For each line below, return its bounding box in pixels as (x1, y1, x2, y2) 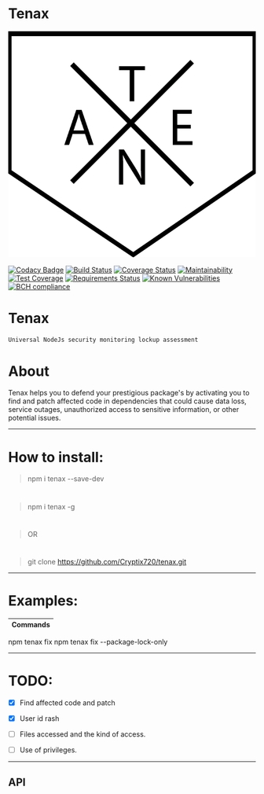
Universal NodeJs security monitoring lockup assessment (8, 336, 199, 344)
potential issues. (8, 414, 61, 423)
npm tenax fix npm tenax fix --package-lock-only (8, 637, 168, 646)
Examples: (8, 592, 79, 610)
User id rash (19, 713, 60, 723)
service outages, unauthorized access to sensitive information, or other (8, 405, 240, 414)
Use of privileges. (19, 744, 77, 755)
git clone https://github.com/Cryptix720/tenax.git (27, 557, 187, 566)
